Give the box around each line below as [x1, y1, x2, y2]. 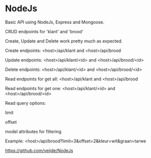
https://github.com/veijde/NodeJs [5, 147, 73, 153]
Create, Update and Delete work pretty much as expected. [5, 38, 123, 44]
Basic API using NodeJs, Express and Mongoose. [5, 19, 105, 25]
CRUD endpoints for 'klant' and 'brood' [5, 28, 84, 34]
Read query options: [5, 100, 46, 106]
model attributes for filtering [5, 128, 62, 135]
